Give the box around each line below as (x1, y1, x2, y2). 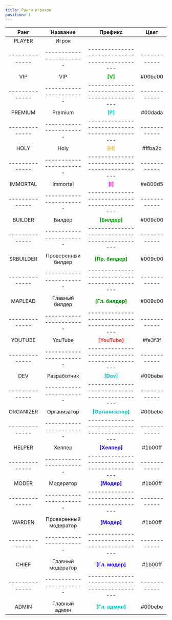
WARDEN (12, 519, 35, 526)
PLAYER (13, 37, 33, 44)
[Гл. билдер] (95, 297, 127, 304)
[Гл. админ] (96, 603, 126, 610)
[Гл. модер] (96, 561, 126, 568)
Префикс (99, 29, 123, 36)
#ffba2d (142, 144, 162, 151)
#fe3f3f (142, 336, 161, 343)
